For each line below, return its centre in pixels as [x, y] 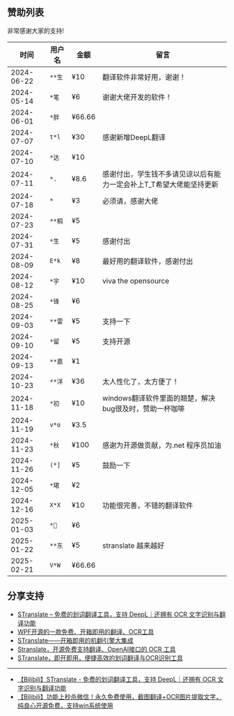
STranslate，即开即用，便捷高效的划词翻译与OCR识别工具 [100, 657]
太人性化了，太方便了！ [141, 381]
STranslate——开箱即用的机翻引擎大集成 [75, 640]
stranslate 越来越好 [133, 545]
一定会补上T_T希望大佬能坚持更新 [164, 184]
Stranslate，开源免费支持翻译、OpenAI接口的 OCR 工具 [96, 649]
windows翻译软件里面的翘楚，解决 [159, 398]
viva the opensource [135, 281]
